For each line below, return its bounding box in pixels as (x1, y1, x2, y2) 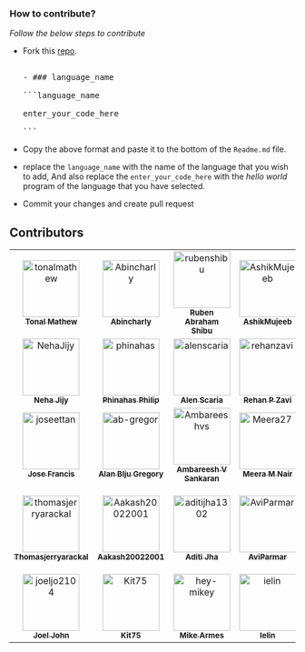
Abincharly (110, 316, 152, 327)
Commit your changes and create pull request (22, 198, 194, 209)
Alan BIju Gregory (98, 469, 164, 479)
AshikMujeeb (243, 316, 292, 327)
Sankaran (184, 474, 220, 484)
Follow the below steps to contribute (9, 28, 145, 39)
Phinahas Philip (102, 395, 160, 406)
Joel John (33, 630, 70, 641)
